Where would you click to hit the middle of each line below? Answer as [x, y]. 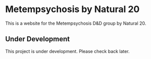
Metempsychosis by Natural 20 [72, 9]
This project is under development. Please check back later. [67, 51]
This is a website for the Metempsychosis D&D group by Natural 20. [76, 23]
